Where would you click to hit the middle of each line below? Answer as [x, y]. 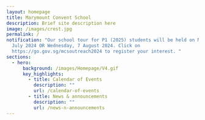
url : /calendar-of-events [66, 91]
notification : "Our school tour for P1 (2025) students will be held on [101, 40]
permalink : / [23, 35]
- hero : [22, 62]
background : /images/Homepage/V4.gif [70, 68]
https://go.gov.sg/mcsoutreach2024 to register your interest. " [97, 52]
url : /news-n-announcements [69, 108]
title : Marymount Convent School [49, 18]
